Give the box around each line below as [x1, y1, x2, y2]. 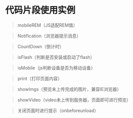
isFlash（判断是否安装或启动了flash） [17, 54, 95, 60]
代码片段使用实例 [5, 5, 76, 16]
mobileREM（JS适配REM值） [17, 22, 78, 28]
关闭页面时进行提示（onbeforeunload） [17, 107, 99, 113]
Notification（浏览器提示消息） [17, 33, 81, 39]
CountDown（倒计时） [17, 43, 64, 49]
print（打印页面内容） [17, 75, 62, 81]
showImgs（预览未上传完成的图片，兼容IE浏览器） [17, 86, 121, 92]
